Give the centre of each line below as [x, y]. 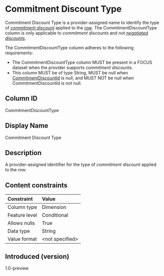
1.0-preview [17, 268]
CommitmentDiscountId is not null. [47, 83]
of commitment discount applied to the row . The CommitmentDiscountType [81, 27]
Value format [22, 239]
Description [23, 153]
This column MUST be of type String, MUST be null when [70, 72]
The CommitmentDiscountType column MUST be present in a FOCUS [82, 62]
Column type [23, 207]
